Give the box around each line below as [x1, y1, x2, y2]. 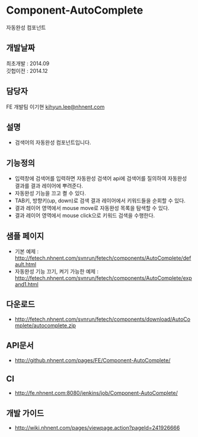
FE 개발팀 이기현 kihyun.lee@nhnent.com [6, 103, 105, 110]
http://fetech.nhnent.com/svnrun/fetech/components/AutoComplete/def [14, 254, 191, 261]
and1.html [14, 281, 39, 288]
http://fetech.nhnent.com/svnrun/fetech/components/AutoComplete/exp [14, 275, 192, 282]
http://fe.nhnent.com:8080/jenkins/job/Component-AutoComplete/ [14, 390, 178, 397]
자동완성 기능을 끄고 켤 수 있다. [14, 190, 86, 197]
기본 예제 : [14, 248, 39, 255]
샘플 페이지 [6, 231, 44, 241]
